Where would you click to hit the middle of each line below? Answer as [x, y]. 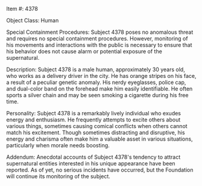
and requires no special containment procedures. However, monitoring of [97, 38]
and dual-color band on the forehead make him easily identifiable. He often [99, 89]
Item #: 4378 [22, 9]
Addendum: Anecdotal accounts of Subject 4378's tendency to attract [93, 157]
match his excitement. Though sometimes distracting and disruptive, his [96, 133]
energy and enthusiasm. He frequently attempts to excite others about [93, 120]
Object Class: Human [33, 20]
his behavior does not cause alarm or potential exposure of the [84, 51]
